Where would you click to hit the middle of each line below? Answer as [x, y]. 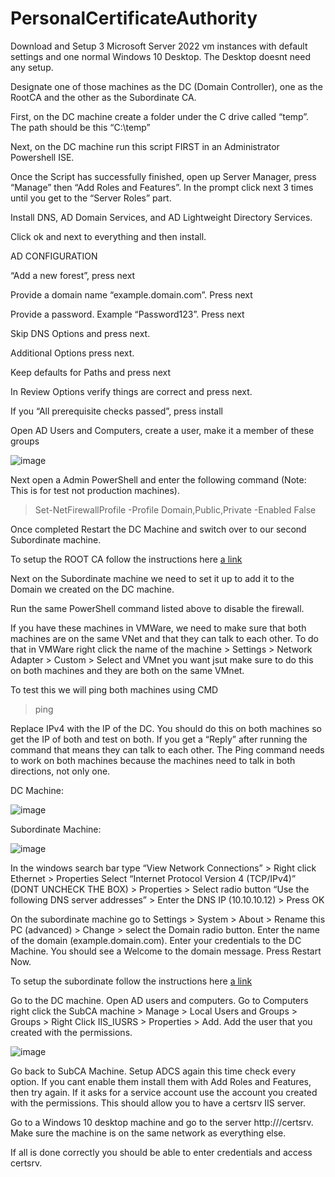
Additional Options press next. [72, 353]
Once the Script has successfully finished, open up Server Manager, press [163, 176]
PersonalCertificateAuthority [134, 18]
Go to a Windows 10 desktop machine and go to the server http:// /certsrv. [162, 1122]
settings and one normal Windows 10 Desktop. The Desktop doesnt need [161, 56]
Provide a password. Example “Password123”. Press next [127, 314]
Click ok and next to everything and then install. [108, 236]
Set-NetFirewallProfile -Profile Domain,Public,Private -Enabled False [175, 509]
